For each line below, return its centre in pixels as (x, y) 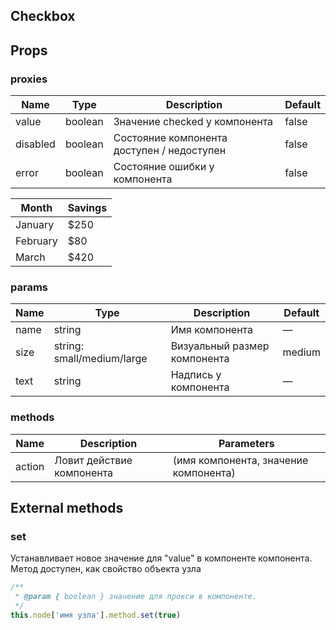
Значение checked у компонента (193, 122)
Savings (87, 208)
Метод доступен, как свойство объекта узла (106, 569)
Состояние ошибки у (164, 167)
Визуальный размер (220, 346)
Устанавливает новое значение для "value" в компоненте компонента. (161, 558)
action (30, 466)
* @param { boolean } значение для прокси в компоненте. (135, 597)
